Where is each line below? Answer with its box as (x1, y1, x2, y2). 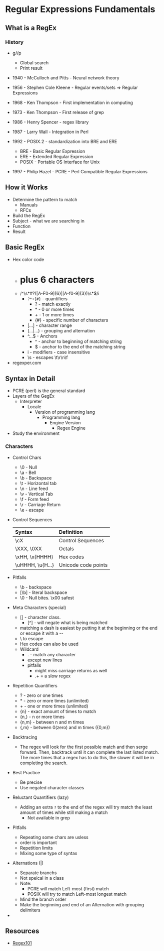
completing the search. (19, 760, 67, 766)
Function (12, 223, 31, 229)
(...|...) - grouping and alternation (27, 328, 95, 334)
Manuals (19, 202, 38, 208)
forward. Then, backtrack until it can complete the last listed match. (19, 749, 159, 755)
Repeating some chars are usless (19, 834, 88, 840)
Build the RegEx (12, 212, 45, 218)
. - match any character (27, 651, 76, 657)
